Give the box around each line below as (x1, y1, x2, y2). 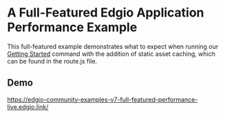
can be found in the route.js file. (7, 57, 98, 65)
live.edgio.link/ (7, 102, 49, 111)
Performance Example (7, 19, 138, 35)
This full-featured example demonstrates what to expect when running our (7, 42, 219, 50)
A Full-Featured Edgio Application (7, 5, 204, 21)
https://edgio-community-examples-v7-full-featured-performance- (7, 95, 198, 104)
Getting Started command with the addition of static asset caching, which (7, 50, 215, 58)
